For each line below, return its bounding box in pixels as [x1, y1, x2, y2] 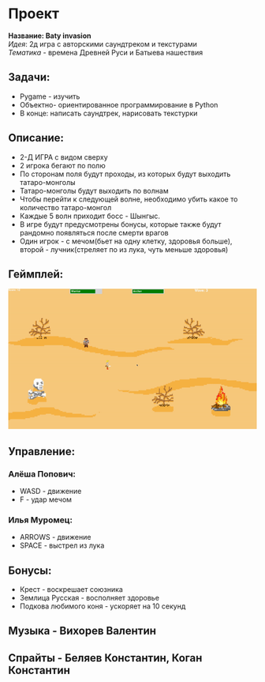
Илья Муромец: [8, 514, 73, 526]
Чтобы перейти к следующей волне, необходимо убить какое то [19, 194, 238, 204]
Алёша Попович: [8, 468, 77, 479]
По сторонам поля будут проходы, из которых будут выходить [19, 169, 231, 179]
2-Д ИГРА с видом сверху [19, 152, 108, 162]
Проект [8, 5, 60, 23]
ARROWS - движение [19, 533, 91, 542]
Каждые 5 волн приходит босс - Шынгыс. [19, 211, 160, 220]
